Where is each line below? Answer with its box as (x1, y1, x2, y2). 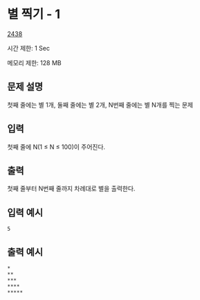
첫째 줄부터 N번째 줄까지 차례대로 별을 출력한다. (7, 184, 136, 193)
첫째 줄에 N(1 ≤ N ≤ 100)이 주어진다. (7, 143, 106, 151)
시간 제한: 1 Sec (7, 44, 51, 52)
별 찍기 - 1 (7, 6, 61, 22)
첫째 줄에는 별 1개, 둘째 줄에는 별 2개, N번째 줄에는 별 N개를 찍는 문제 (7, 100, 194, 109)
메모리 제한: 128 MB (7, 58, 62, 67)
